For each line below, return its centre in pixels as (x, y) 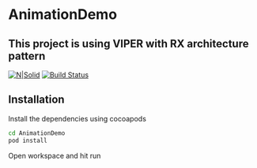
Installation (36, 100)
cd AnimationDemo (37, 133)
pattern (27, 56)
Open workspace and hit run (55, 155)
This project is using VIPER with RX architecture (128, 44)
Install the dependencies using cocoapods (77, 118)
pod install (28, 140)
